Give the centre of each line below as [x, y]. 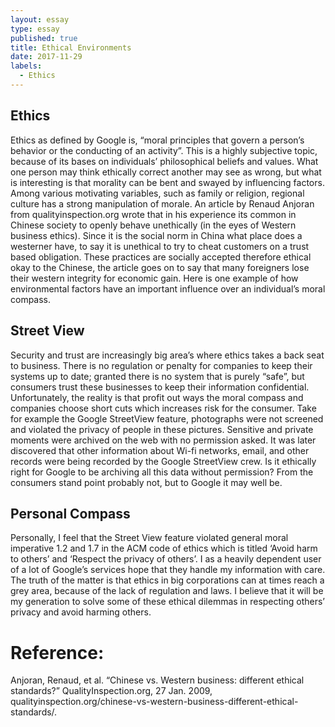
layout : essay [40, 19]
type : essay [35, 29]
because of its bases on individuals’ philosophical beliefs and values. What [164, 161]
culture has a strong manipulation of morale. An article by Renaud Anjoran [162, 203]
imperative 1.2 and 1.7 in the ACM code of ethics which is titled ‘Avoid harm [164, 548]
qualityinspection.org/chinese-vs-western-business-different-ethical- [154, 702]
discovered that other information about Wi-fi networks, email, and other [160, 450]
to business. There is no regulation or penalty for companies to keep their [161, 365]
